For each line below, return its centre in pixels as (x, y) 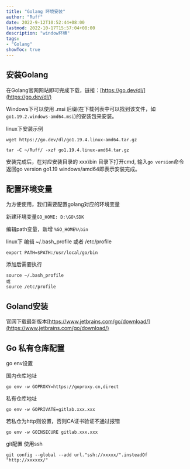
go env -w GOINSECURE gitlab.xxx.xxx (52, 432)
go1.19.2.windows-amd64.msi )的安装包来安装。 (62, 116)
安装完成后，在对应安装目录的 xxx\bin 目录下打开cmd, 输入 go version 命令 (95, 161)
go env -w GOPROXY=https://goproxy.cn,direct (62, 387)
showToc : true (23, 50)
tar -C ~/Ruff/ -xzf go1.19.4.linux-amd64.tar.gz (68, 150)
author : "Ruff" (25, 17)
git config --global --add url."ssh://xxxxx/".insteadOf (77, 455)
